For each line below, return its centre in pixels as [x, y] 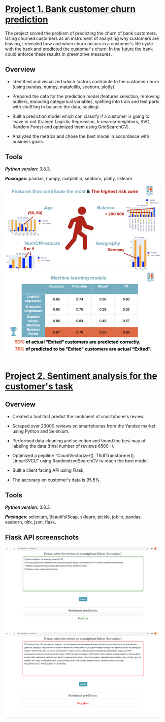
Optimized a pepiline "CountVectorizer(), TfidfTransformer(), [74, 455]
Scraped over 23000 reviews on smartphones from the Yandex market [84, 426]
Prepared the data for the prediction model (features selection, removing [86, 96]
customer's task [39, 386]
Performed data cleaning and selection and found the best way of [79, 441]
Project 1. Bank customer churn [70, 9]
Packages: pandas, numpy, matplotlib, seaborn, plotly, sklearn [69, 178]
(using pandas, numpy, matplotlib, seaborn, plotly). [64, 87]
